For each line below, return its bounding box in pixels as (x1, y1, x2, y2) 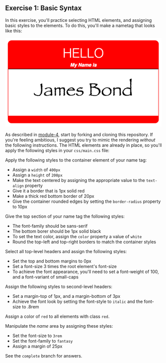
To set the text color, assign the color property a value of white (12, 234, 142, 240)
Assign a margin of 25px (12, 343, 63, 350)
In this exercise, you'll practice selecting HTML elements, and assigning (5, 17, 152, 23)
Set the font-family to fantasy (12, 338, 73, 344)
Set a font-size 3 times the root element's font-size (12, 264, 117, 270)
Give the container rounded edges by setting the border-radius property (12, 198, 161, 204)
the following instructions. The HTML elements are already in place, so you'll (5, 142, 162, 148)
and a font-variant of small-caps (12, 274, 79, 280)
